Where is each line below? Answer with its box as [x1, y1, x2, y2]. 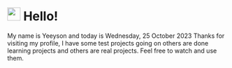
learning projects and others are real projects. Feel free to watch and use [7, 46, 217, 55]
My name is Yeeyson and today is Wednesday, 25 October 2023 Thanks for [7, 32, 225, 40]
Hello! [23, 8, 59, 25]
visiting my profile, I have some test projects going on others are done [7, 39, 209, 47]
